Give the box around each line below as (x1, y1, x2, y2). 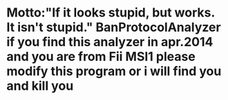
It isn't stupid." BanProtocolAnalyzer (6, 19, 222, 35)
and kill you (6, 78, 74, 94)
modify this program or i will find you (6, 63, 222, 79)
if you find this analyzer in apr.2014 (6, 34, 213, 50)
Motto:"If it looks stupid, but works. (6, 5, 215, 21)
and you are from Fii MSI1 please (6, 49, 196, 65)
